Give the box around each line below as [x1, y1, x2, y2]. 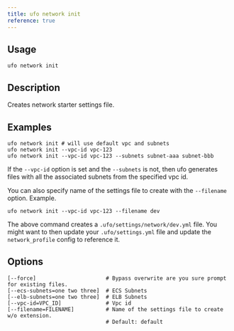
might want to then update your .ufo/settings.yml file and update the [7, 227, 211, 236]
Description [7, 81, 60, 93]
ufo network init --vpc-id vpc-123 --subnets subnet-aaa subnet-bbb [7, 152, 214, 159]
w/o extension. [7, 312, 52, 319]
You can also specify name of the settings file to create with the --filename [7, 186, 227, 194]
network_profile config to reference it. [7, 235, 121, 243]
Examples [7, 121, 52, 133]
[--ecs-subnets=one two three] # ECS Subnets [7, 287, 147, 294]
